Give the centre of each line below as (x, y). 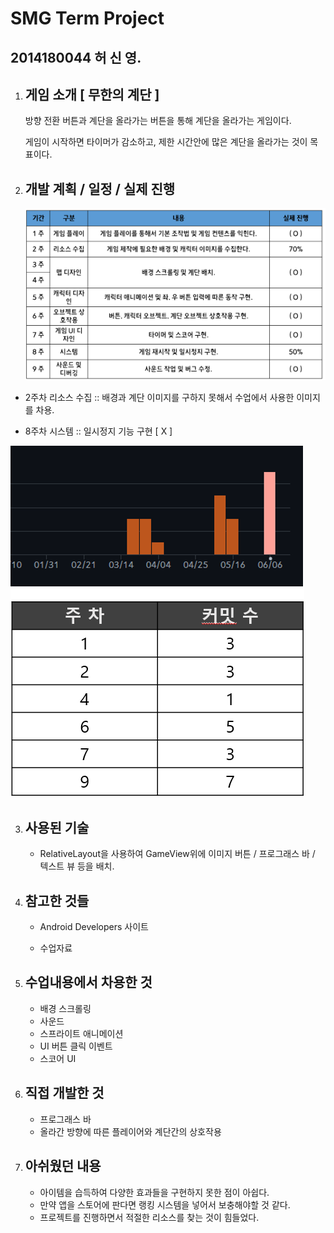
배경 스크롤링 (65, 1008)
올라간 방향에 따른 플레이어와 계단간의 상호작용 (130, 1131)
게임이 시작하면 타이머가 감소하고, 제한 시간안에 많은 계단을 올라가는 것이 (166, 142)
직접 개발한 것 (64, 1093)
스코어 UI (58, 1058)
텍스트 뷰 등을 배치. (77, 866)
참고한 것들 (57, 900)
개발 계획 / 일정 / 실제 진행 (100, 188)
